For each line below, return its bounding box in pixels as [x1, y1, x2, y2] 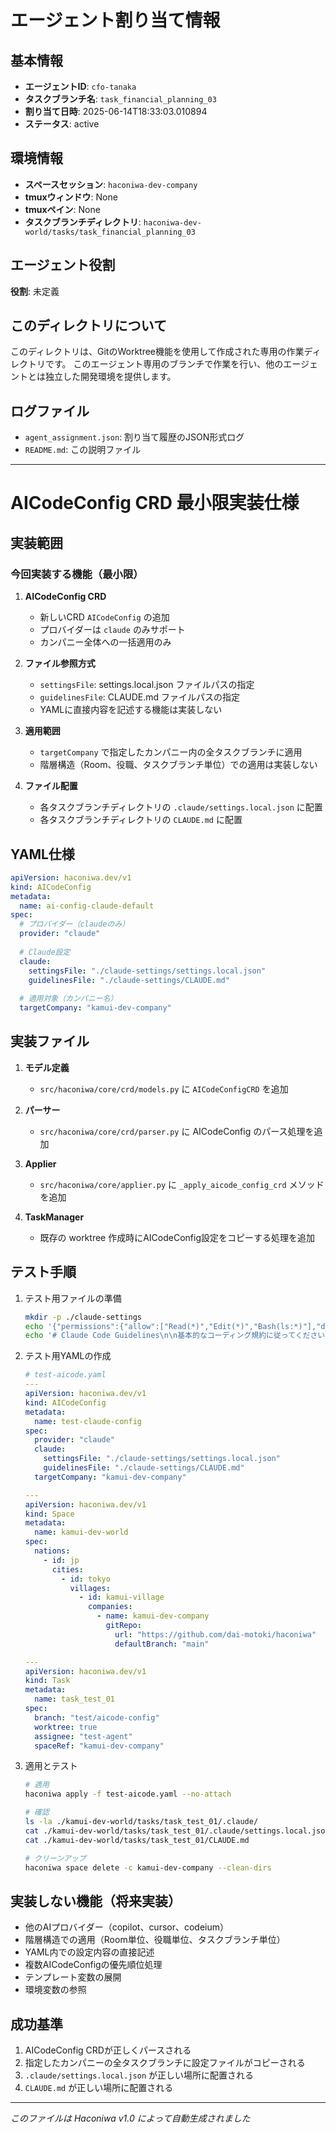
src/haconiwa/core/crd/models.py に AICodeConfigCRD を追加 [39, 1082, 289, 1095]
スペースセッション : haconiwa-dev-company [24, 178, 198, 190]
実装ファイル [10, 1033, 90, 1050]
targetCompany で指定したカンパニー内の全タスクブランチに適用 [39, 746, 303, 758]
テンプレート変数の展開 [24, 1971, 122, 1983]
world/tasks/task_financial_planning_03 [24, 227, 196, 237]
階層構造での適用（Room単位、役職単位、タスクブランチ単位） [24, 1934, 286, 1946]
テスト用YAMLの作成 [24, 1350, 112, 1362]
